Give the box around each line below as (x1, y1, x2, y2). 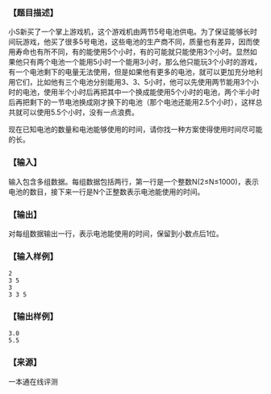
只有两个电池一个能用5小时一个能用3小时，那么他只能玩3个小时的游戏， (22, 57, 262, 67)
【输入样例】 (8, 251, 59, 262)
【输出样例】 (8, 311, 59, 322)
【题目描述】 (8, 6, 59, 18)
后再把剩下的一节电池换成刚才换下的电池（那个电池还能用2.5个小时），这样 (8, 97, 256, 107)
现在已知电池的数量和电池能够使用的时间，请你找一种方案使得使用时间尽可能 (8, 125, 263, 135)
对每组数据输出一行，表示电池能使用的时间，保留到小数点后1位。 (8, 228, 223, 238)
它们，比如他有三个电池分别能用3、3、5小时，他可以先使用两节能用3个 (15, 77, 252, 87)
